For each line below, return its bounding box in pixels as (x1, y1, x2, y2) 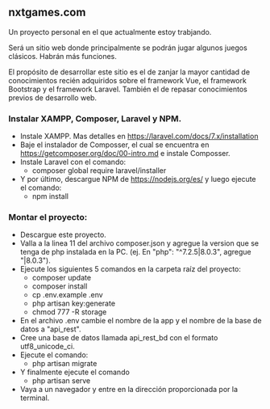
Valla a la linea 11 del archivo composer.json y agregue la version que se (19, 238, 260, 248)
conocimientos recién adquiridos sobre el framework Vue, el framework (8, 75, 247, 85)
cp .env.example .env (31, 290, 103, 300)
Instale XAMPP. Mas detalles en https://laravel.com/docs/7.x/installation (19, 132, 259, 141)
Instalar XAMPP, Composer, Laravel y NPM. (8, 112, 182, 124)
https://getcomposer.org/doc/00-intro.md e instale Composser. (19, 149, 231, 158)
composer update (31, 273, 91, 283)
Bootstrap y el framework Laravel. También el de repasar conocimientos (8, 84, 247, 94)
